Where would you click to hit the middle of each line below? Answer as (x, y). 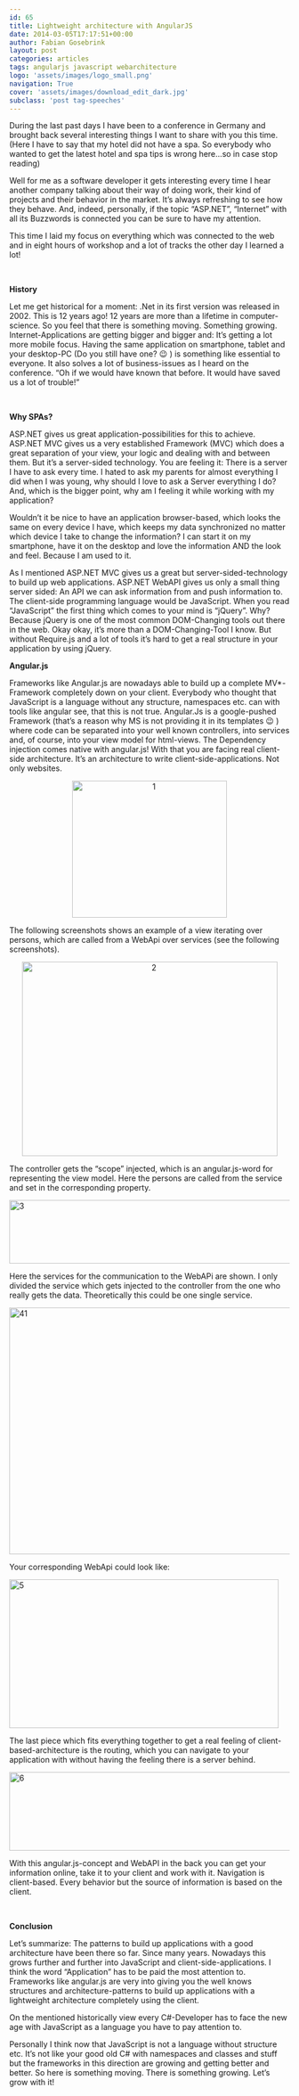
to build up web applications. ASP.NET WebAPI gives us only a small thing (145, 582)
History (24, 290)
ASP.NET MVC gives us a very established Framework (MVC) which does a (147, 444)
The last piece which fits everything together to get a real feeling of (133, 1741)
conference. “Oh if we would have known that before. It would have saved (145, 373)
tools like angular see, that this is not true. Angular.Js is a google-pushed (143, 712)
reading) (25, 164)
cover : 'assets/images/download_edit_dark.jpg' (99, 92)
